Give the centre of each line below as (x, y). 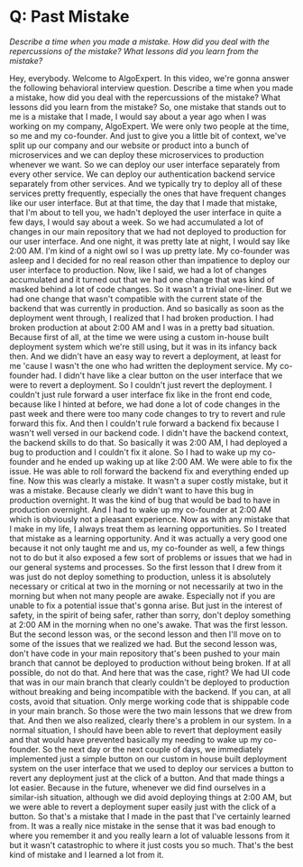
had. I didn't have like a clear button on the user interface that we (161, 375)
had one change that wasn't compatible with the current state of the (136, 299)
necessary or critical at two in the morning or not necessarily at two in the (147, 586)
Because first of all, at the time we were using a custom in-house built (139, 337)
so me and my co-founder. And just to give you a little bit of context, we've (148, 135)
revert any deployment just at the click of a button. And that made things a (147, 778)
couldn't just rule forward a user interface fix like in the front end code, (141, 394)
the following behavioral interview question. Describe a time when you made (151, 88)
